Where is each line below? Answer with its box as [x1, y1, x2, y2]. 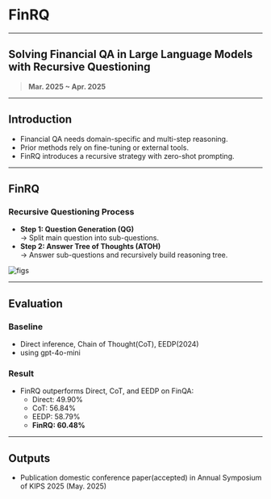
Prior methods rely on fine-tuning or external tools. [19, 143, 190, 152]
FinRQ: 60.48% [31, 421, 85, 430]
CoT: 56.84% [31, 403, 77, 413]
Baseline [8, 321, 44, 332]
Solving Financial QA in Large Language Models [8, 48, 253, 61]
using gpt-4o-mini [19, 347, 81, 357]
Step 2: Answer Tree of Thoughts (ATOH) [19, 242, 161, 252]
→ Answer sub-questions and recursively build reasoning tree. [19, 250, 228, 260]
